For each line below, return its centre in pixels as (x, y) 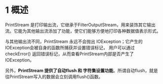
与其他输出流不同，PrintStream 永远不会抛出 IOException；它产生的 (74, 41)
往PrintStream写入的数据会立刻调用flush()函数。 (54, 77)
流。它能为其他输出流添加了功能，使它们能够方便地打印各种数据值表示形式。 (83, 31)
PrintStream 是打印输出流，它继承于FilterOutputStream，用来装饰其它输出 (80, 25)
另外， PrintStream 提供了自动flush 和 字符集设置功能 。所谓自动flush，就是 (81, 70)
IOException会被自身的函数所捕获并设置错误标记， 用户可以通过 (70, 47)
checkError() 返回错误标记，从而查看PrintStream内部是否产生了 (70, 54)
